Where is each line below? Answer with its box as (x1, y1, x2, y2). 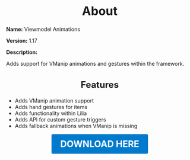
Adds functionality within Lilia (14, 110, 87, 117)
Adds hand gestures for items (14, 103, 88, 110)
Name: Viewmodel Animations (6, 25, 81, 33)
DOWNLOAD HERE (60, 138, 140, 149)
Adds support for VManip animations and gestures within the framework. (6, 60, 185, 68)
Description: (6, 49, 37, 56)
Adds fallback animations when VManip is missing (14, 122, 138, 129)
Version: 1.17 (6, 37, 37, 44)
